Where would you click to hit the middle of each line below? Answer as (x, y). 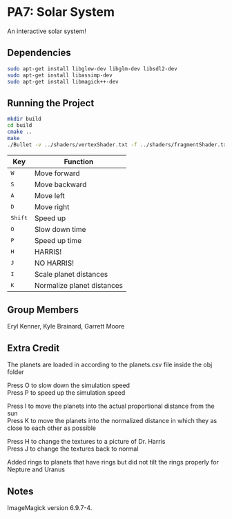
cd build (20, 126)
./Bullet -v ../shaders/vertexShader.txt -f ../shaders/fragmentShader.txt (118, 145)
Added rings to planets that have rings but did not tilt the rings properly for (113, 462)
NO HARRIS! (54, 263)
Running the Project (51, 103)
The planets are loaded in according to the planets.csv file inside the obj (110, 365)
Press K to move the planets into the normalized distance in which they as (112, 421)
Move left (49, 195)
